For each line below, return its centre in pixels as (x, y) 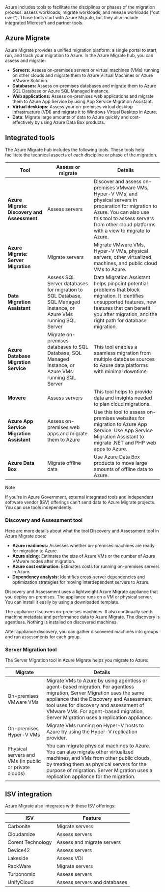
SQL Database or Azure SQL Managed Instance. (61, 91)
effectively (23, 122)
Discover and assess (117, 181)
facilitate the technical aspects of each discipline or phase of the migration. (81, 155)
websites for (130, 418)
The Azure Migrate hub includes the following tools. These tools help (75, 149)
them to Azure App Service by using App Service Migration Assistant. (82, 101)
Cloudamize (21, 834)
